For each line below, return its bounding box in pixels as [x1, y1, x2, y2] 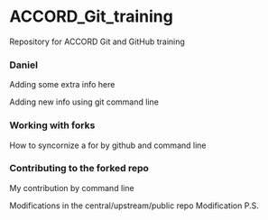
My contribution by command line [9, 182, 134, 193]
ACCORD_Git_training [9, 6, 173, 27]
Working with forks [9, 119, 96, 132]
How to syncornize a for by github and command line [9, 140, 207, 151]
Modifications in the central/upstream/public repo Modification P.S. [9, 200, 259, 211]
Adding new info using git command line [9, 96, 160, 107]
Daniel [9, 59, 39, 71]
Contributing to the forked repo [9, 162, 149, 175]
